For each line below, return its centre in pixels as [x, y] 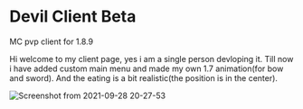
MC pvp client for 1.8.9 [51, 41]
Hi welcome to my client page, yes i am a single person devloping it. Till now [151, 59]
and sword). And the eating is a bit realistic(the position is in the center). [144, 77]
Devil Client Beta [73, 17]
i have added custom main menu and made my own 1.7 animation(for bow [147, 68]
